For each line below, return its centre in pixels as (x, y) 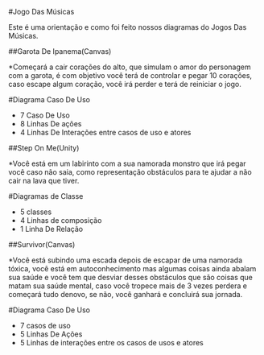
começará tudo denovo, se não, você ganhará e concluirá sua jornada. (126, 294)
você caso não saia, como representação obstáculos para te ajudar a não (130, 172)
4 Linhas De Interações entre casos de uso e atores (105, 132)
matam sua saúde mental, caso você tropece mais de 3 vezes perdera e (128, 286)
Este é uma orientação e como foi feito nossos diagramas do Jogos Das (128, 27)
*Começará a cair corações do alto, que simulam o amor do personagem (130, 67)
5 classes (36, 212)
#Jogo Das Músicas (41, 12)
